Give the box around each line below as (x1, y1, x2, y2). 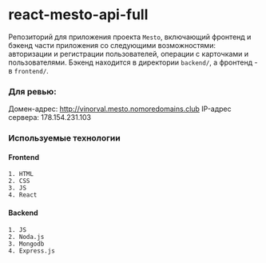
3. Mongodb (8, 240, 45, 248)
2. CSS (8, 177, 30, 185)
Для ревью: (8, 86, 58, 97)
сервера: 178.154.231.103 (8, 113, 92, 122)
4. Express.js (8, 246, 56, 255)
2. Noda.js (8, 233, 45, 241)
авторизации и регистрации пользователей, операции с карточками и (8, 49, 249, 58)
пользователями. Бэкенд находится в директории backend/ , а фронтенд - (8, 58, 258, 67)
